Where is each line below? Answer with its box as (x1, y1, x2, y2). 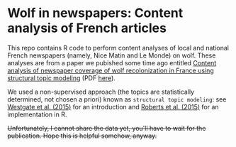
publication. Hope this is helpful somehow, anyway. (7, 131, 157, 140)
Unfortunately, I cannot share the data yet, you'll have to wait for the (7, 124, 206, 132)
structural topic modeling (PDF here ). (7, 73, 116, 82)
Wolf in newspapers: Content (7, 5, 184, 21)
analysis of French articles (7, 20, 167, 36)
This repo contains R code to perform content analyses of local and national (7, 43, 229, 52)
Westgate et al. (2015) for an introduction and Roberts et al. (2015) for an (7, 102, 219, 111)
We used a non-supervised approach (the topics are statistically (7, 87, 195, 96)
